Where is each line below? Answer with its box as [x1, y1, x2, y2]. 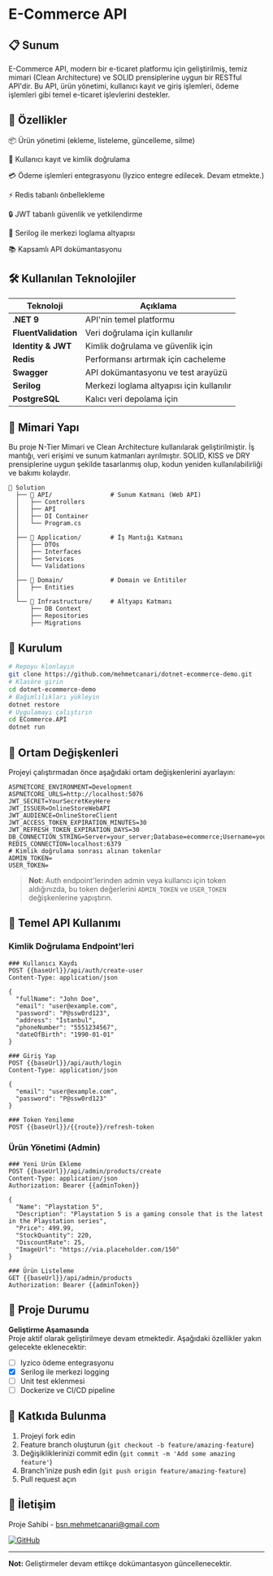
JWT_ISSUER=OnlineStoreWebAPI [8, 804, 111, 812]
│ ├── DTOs [15, 541, 60, 549]
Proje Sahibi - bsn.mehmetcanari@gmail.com [8, 1519, 160, 1529]
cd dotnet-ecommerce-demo [8, 685, 96, 694]
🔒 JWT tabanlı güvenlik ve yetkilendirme [8, 209, 143, 219]
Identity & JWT [12, 340, 72, 351]
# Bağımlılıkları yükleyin [8, 693, 100, 701]
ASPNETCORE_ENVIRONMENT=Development [8, 782, 132, 791]
